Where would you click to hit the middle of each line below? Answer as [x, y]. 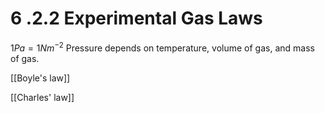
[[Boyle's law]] [40, 78]
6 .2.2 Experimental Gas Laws [136, 18]
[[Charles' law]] [42, 97]
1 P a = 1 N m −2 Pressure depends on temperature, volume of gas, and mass [162, 47]
